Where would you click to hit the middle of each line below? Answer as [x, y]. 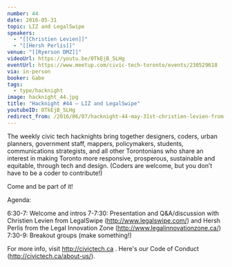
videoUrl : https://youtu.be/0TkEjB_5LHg [66, 59]
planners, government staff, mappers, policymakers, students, [96, 143]
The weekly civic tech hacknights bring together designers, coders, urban [112, 136]
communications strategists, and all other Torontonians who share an [105, 151]
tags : [15, 84]
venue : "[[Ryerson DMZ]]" [44, 53]
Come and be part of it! [40, 186]
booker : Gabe [26, 78]
